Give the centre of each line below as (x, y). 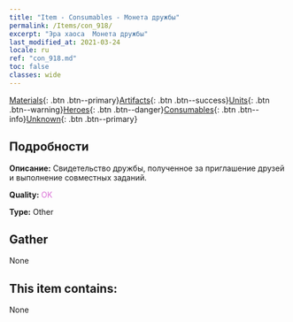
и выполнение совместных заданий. (78, 177)
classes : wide (35, 75)
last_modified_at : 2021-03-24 (65, 42)
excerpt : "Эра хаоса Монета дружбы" (79, 34)
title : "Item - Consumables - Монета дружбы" (94, 17)
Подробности (49, 147)
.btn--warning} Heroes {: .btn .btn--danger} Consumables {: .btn (123, 109)
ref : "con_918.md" (43, 58)
